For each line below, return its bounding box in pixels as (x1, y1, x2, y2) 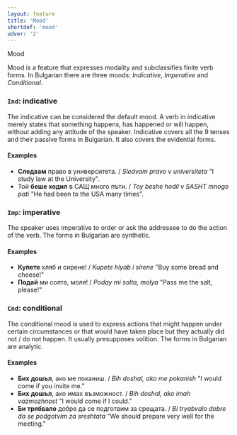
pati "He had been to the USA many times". (17, 189, 144, 198)
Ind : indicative (7, 97, 58, 106)
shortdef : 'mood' (7, 23, 59, 31)
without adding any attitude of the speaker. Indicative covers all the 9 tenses (7, 127, 230, 136)
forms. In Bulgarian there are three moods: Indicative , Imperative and (7, 71, 209, 79)
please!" (17, 285, 42, 294)
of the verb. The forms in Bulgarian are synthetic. (7, 231, 151, 240)
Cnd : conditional (7, 303, 62, 313)
